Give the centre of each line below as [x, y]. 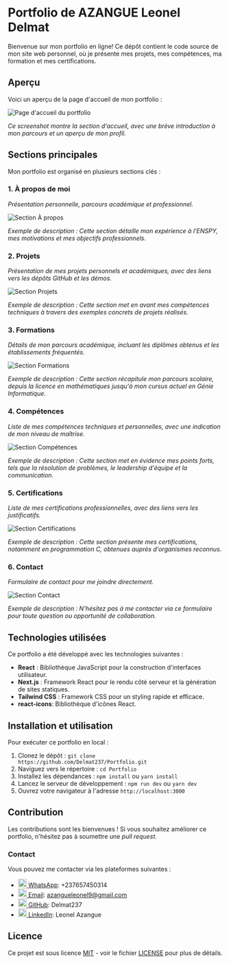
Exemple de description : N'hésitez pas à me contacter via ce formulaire [110, 609]
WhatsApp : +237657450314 [68, 885]
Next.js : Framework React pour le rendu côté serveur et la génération [117, 682]
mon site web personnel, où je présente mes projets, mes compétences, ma [115, 54]
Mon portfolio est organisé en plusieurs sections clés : [84, 171]
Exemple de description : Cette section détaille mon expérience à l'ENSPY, [113, 231]
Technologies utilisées [57, 638]
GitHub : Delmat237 [55, 905]
